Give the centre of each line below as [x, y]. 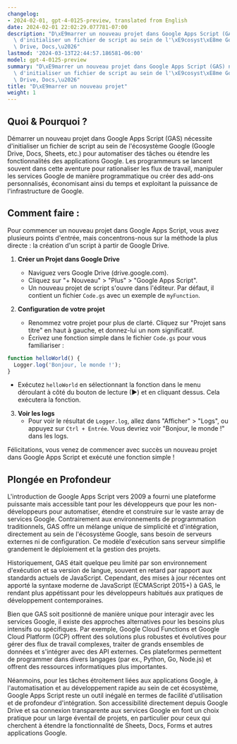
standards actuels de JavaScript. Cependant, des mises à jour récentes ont [117, 578]
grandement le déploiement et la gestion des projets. [84, 550]
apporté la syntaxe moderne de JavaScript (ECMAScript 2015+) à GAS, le [114, 586]
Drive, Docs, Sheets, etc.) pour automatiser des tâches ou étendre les [109, 153]
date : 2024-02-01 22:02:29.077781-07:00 [68, 27]
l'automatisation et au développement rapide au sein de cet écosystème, [113, 688]
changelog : [23, 14]
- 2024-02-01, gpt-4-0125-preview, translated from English [98, 21]
